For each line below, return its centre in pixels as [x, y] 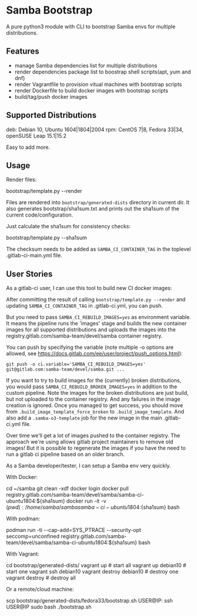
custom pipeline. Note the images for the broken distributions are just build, [98, 393]
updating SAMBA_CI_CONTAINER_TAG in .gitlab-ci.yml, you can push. [84, 306]
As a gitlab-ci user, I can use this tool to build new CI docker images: [89, 288]
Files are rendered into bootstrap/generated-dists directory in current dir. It [98, 202]
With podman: [23, 519]
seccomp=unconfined [33, 537]
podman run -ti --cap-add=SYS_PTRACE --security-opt [74, 530]
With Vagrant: [23, 554]
